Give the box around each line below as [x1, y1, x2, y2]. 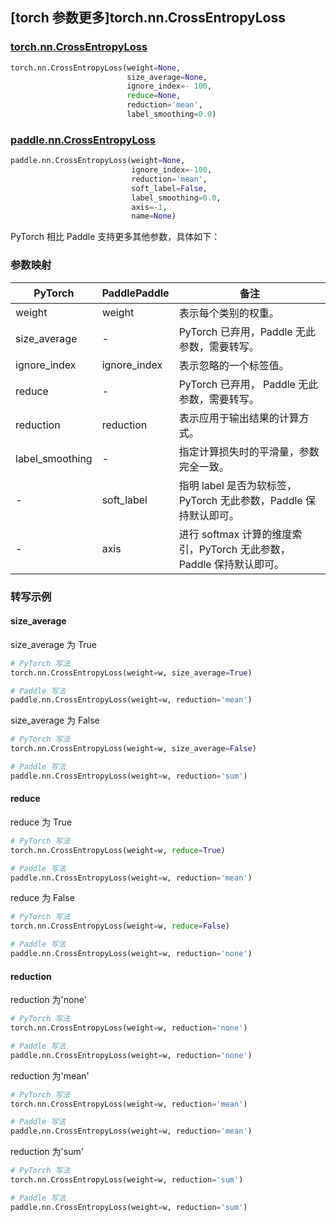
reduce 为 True [10, 816, 73, 828]
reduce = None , [126, 91, 182, 101]
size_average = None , [126, 72, 208, 82]
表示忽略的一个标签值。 [178, 358, 290, 372]
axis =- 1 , [131, 202, 168, 212]
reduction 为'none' [10, 994, 87, 1006]
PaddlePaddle [101, 286, 170, 300]
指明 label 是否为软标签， [178, 478, 298, 492]
